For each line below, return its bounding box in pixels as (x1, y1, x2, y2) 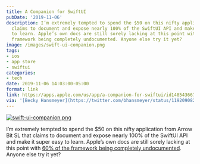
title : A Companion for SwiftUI (6, 8, 86, 15)
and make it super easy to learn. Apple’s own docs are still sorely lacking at (6, 138, 190, 145)
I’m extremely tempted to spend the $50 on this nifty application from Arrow (6, 125, 192, 132)
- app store (6, 58, 36, 64)
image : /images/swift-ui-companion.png (6, 42, 105, 48)
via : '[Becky (6, 97, 39, 103)
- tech (6, 75, 23, 81)
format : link (6, 86, 39, 92)
